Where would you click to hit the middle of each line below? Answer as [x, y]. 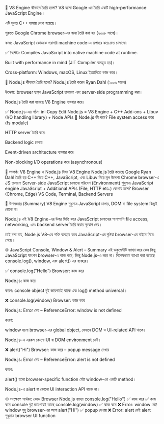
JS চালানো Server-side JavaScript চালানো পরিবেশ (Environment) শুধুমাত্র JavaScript [79, 183]
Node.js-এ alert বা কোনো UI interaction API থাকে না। [53, 389]
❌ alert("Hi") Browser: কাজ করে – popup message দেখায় [57, 350]
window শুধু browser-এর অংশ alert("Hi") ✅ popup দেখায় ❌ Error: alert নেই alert [78, 410]
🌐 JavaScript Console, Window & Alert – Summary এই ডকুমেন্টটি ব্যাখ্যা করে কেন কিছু [81, 250]
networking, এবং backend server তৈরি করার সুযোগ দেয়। [54, 225]
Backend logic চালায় [24, 142]
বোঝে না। [12, 209]
